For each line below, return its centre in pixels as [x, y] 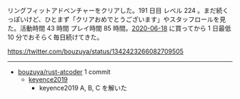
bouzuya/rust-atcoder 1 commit [64, 72]
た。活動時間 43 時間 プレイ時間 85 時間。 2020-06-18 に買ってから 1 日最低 [119, 28]
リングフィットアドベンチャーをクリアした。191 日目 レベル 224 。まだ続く [118, 10]
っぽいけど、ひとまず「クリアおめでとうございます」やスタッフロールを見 [117, 19]
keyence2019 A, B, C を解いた [83, 88]
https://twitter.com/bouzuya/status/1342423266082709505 [96, 51]
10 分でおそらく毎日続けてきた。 [55, 37]
